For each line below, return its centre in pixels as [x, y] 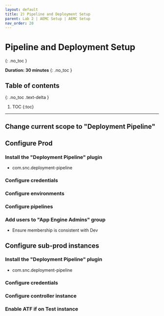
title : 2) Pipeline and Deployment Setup [48, 14]
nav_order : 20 [20, 23]
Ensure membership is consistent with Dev [55, 230]
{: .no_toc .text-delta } [27, 97]
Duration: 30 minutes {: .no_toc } [39, 70]
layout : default [21, 10]
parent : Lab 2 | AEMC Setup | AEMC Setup [48, 19]
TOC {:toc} [23, 107]
